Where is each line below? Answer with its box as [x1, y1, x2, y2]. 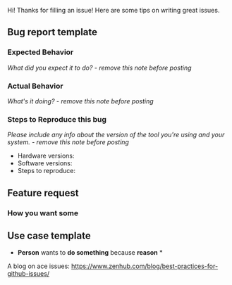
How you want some [7, 208, 79, 217]
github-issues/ [7, 270, 50, 278]
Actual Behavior [7, 81, 63, 91]
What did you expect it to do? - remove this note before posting [7, 63, 192, 72]
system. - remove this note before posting [7, 138, 129, 146]
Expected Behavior [7, 47, 74, 57]
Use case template [7, 229, 91, 241]
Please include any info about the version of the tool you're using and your [7, 130, 225, 139]
